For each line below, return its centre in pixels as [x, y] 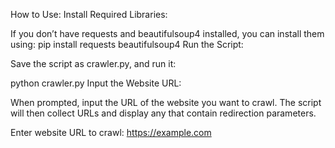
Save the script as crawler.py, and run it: [93, 63]
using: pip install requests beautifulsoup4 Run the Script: [127, 44]
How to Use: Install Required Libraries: [89, 14]
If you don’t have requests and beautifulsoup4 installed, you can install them [167, 33]
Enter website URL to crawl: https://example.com [111, 132]
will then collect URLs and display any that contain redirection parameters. [163, 113]
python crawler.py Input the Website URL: [96, 83]
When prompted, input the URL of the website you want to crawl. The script [166, 102]
